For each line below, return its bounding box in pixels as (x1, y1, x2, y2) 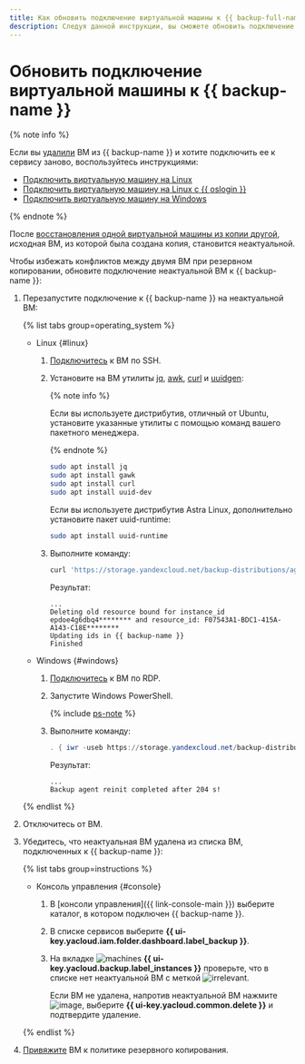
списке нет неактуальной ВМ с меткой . (49, 972, 250, 983)
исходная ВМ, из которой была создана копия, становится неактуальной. (9, 238, 296, 250)
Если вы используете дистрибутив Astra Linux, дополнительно (49, 504, 293, 515)
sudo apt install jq (49, 462, 128, 472)
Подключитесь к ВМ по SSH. (49, 355, 162, 366)
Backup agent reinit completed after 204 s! (49, 784, 221, 794)
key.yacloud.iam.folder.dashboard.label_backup (49, 935, 239, 946)
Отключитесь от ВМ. (22, 818, 103, 829)
